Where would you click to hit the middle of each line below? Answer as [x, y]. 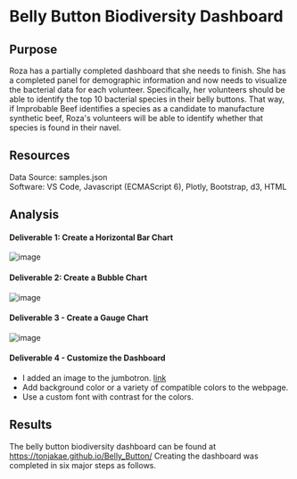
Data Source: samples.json [58, 177]
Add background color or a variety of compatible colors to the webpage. [155, 388]
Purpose [33, 50]
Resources [40, 156]
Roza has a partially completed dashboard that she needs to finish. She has [148, 70]
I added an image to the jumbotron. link [94, 378]
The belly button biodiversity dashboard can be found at [113, 446]
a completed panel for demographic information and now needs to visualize [148, 80]
